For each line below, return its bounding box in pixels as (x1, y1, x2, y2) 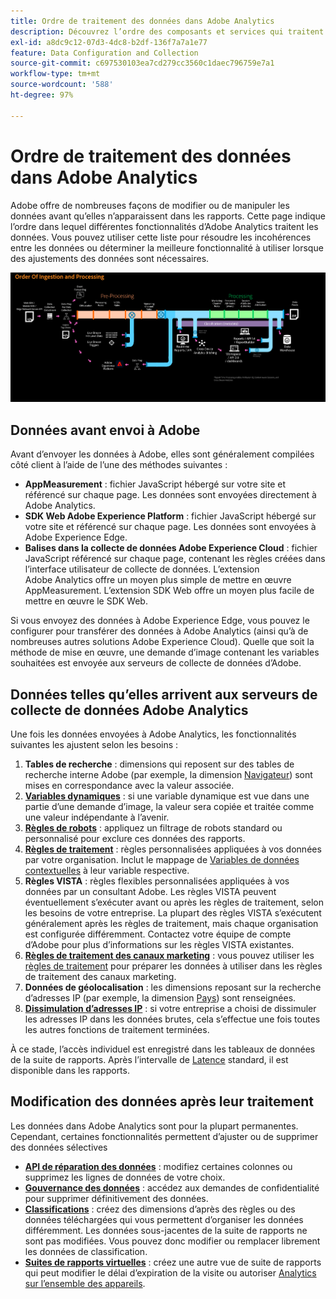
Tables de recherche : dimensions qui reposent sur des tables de (24, 758, 295, 770)
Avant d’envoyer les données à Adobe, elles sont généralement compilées (10, 448, 315, 460)
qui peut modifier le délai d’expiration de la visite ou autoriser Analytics (24, 1266, 317, 1279)
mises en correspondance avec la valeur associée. (24, 780, 235, 792)
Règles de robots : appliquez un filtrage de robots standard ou (24, 822, 283, 834)
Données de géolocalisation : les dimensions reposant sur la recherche (24, 981, 322, 994)
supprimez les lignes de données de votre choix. (24, 1171, 226, 1183)
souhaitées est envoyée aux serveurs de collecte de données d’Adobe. (10, 657, 302, 669)
